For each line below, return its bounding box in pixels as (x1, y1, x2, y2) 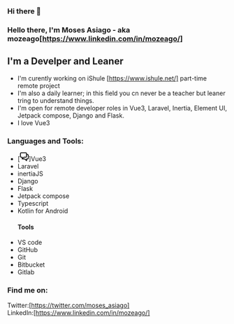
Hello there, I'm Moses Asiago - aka (7, 24, 131, 34)
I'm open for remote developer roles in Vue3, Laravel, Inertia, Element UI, (17, 104, 228, 112)
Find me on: (7, 286, 48, 295)
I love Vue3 (17, 118, 50, 127)
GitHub (17, 246, 38, 254)
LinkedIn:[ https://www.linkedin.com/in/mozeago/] (7, 309, 150, 317)
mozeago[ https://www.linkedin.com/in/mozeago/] (7, 34, 183, 43)
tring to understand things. (17, 96, 94, 104)
